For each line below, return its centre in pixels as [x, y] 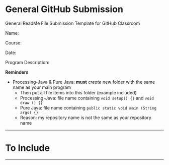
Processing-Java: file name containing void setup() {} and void [87, 98]
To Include [28, 148]
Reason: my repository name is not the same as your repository [86, 118]
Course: [13, 43]
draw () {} [31, 103]
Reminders [17, 72]
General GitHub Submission [64, 9]
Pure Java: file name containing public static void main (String [88, 107]
